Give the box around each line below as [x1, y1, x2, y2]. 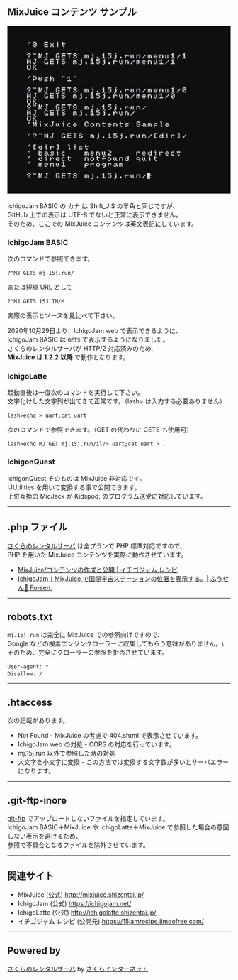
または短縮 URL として [7, 283, 73, 292]
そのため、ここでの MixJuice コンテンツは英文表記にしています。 [7, 219, 198, 228]
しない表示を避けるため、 [7, 832, 82, 840]
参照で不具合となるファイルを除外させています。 [7, 840, 150, 849]
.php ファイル [7, 521, 68, 533]
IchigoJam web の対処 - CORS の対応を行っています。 [17, 740, 176, 748]
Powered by [7, 944, 62, 957]
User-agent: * [7, 663, 50, 670]
